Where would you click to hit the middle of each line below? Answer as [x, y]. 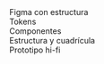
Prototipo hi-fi [35, 50]
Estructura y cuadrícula [52, 40]
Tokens [23, 21]
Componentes [35, 31]
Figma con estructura [49, 12]
